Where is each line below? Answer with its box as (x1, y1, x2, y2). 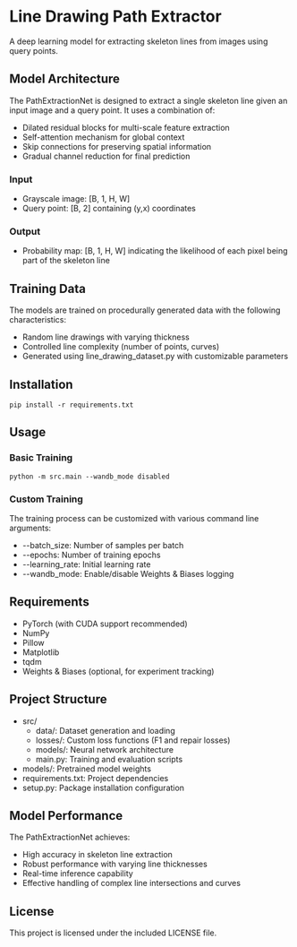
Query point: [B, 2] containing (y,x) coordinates (21, 203, 197, 214)
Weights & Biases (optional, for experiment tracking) (21, 666, 215, 676)
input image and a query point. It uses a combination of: (9, 105, 216, 116)
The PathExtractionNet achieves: (9, 831, 131, 843)
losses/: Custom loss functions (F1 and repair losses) (35, 735, 231, 745)
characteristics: (9, 314, 67, 325)
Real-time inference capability (21, 868, 134, 879)
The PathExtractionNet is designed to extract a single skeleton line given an (9, 95, 288, 106)
